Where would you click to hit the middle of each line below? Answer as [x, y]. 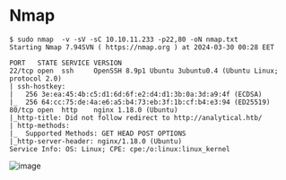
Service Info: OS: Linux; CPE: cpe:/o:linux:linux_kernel [120, 149]
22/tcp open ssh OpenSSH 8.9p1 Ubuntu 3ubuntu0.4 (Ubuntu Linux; [144, 71]
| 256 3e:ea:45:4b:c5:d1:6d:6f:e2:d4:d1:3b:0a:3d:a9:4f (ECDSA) [136, 94]
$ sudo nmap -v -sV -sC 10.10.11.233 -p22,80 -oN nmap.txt [124, 39]
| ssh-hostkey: [38, 86]
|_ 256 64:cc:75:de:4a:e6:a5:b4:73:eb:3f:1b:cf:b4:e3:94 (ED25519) [140, 102]
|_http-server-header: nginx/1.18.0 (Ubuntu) [95, 141]
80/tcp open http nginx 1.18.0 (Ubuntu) [94, 110]
